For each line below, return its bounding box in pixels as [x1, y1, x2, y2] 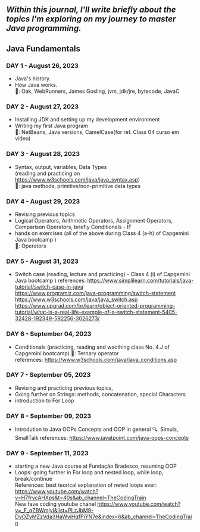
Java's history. [14, 75, 51, 82]
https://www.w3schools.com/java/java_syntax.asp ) [14, 176, 140, 183]
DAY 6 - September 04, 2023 [6, 330, 92, 338]
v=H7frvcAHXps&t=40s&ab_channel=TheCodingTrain [14, 494, 147, 502]
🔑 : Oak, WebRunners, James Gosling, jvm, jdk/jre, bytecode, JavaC [14, 87, 180, 95]
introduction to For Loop [14, 397, 74, 404]
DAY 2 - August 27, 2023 [6, 102, 79, 111]
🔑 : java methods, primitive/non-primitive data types [14, 182, 141, 189]
